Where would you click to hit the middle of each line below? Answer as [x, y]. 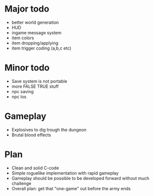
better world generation [35, 22]
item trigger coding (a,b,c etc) [41, 48]
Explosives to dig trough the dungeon [49, 130]
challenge [21, 183]
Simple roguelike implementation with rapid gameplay [65, 173]
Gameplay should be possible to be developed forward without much [80, 178]
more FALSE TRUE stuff [35, 86]
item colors [23, 38]
